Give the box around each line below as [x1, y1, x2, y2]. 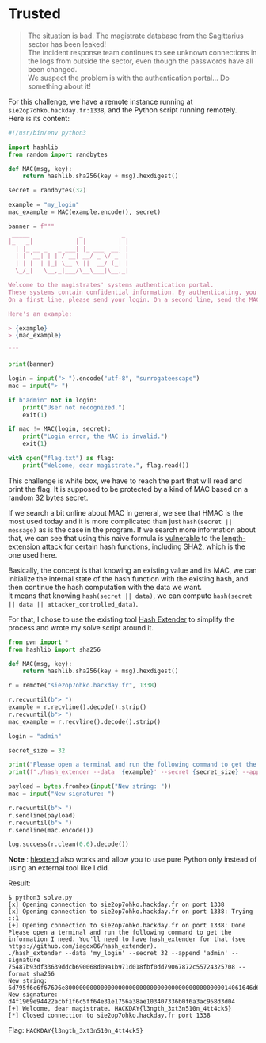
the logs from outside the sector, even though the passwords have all [27, 56, 253, 66]
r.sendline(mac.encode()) [8, 826, 93, 834]
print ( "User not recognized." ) [22, 403, 126, 412]
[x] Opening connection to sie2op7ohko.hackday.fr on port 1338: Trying [8, 908, 253, 915]
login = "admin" [8, 732, 62, 740]
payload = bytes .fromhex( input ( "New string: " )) [8, 782, 172, 790]
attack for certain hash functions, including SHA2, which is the [42, 542, 245, 551]
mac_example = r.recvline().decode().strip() [8, 718, 161, 725]
